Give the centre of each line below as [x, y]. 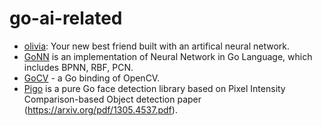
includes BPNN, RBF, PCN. [78, 67]
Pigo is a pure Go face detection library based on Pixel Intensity [154, 88]
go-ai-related [66, 18]
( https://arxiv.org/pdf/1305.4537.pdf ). [100, 109]
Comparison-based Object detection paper [112, 99]
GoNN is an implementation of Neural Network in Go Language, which [168, 56]
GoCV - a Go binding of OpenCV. [92, 78]
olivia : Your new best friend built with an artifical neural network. [156, 46]
